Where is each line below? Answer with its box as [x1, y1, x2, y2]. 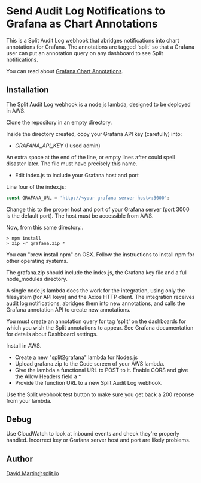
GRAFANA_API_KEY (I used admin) [14, 142, 100, 149]
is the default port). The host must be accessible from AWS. [6, 212, 154, 219]
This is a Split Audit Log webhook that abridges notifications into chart [6, 37, 179, 44]
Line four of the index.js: [6, 183, 66, 190]
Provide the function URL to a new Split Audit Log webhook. [14, 379, 163, 386]
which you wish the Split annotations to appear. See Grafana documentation [6, 324, 194, 331]
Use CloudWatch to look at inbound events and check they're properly [6, 430, 179, 437]
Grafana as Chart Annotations [6, 17, 158, 31]
